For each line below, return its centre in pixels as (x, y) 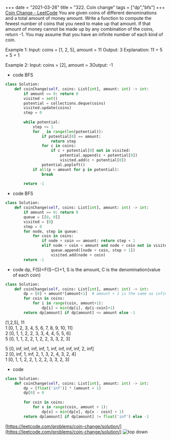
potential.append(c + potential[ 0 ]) (99, 156)
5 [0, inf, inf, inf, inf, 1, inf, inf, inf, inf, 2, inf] (50, 348)
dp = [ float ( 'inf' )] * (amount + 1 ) (62, 388)
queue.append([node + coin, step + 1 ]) (93, 250)
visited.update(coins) (48, 108)
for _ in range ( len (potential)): (68, 132)
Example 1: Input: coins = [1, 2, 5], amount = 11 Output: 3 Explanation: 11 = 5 (84, 50)
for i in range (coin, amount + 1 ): (68, 303)
